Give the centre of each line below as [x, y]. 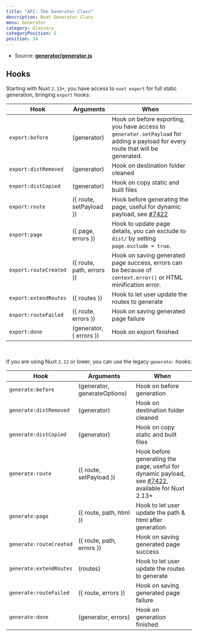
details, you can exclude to [149, 231]
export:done [26, 332]
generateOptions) [103, 393]
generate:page [29, 516]
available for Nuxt [160, 488]
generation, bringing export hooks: [48, 94]
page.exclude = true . [141, 246]
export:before [29, 137]
